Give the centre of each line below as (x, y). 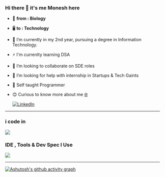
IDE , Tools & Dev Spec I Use (39, 145)
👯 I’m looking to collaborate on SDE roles (53, 66)
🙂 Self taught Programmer (39, 85)
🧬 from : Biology (29, 19)
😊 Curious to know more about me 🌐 (50, 95)
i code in (15, 122)
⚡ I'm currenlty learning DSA (41, 55)
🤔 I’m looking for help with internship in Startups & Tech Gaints (75, 76)
